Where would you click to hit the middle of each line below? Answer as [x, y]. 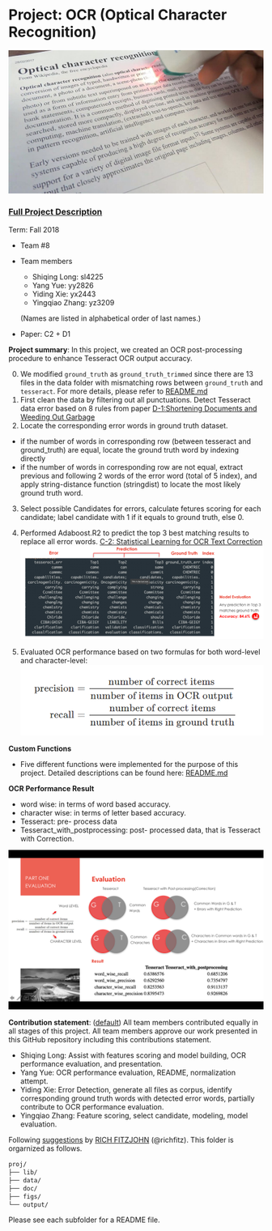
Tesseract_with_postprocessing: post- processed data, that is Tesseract [140, 830]
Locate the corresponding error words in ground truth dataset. [124, 425]
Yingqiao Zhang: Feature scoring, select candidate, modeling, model [134, 1116]
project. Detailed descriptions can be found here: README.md [124, 773]
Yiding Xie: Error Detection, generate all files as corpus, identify [126, 1090]
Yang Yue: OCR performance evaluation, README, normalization [128, 1073]
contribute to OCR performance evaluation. [92, 1107]
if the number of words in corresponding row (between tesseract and [135, 441]
